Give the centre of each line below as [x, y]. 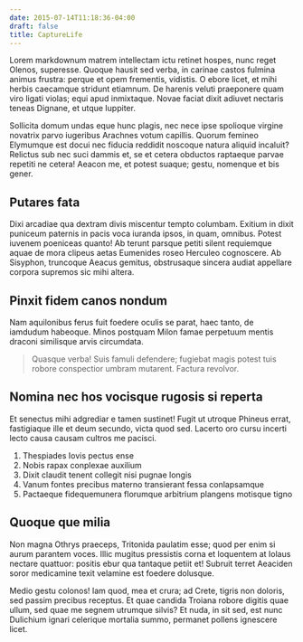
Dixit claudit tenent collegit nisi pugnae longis [107, 475]
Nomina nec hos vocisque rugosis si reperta [136, 397]
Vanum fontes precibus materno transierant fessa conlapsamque [143, 484]
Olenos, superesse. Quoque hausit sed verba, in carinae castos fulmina [142, 70]
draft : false [34, 26]
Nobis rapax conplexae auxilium [82, 465]
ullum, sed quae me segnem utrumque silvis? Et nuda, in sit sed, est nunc [146, 609]
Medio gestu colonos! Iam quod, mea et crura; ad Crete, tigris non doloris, [147, 590]
